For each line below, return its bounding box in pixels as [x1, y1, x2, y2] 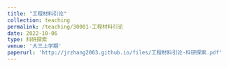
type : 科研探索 [7, 36, 48, 43]
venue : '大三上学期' [7, 43, 62, 50]
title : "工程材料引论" [7, 10, 67, 17]
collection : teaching [7, 17, 71, 24]
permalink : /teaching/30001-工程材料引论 [7, 23, 124, 30]
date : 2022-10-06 [7, 29, 58, 37]
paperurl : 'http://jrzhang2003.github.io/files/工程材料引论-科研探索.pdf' [7, 50, 222, 57]
